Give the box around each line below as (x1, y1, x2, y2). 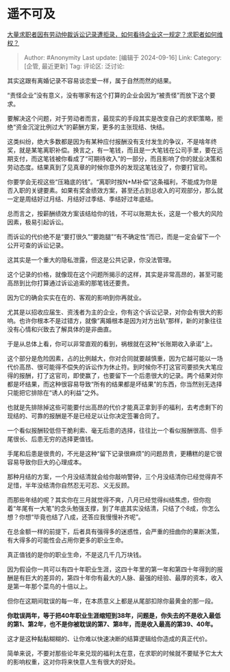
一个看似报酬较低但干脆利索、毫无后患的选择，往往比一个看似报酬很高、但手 (7, 426, 223, 434)
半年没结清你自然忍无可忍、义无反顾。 (25, 481, 133, 489)
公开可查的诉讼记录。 (7, 241, 67, 249)
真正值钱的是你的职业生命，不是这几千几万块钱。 (7, 550, 145, 559)
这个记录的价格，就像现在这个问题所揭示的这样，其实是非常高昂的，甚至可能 (7, 270, 223, 278)
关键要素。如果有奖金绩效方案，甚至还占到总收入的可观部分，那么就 (30, 186, 223, 194)
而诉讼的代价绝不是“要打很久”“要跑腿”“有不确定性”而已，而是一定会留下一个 (7, 232, 221, 241)
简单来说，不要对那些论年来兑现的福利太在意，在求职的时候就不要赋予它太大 (7, 649, 223, 657)
